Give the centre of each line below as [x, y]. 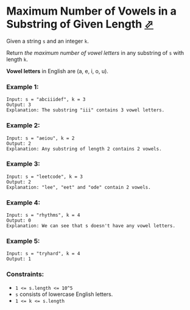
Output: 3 [19, 105]
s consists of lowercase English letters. [64, 294]
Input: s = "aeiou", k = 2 [40, 138]
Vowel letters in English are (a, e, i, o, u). [57, 71]
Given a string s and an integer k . [48, 41]
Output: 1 [19, 259]
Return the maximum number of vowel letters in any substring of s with [95, 52]
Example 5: [23, 241]
